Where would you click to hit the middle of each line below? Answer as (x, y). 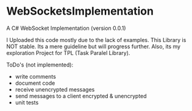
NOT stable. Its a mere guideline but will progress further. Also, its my (94, 46)
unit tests (27, 102)
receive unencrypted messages (55, 89)
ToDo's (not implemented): (40, 65)
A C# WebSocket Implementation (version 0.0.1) (66, 28)
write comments (35, 76)
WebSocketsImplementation (80, 11)
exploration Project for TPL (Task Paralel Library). (68, 52)
